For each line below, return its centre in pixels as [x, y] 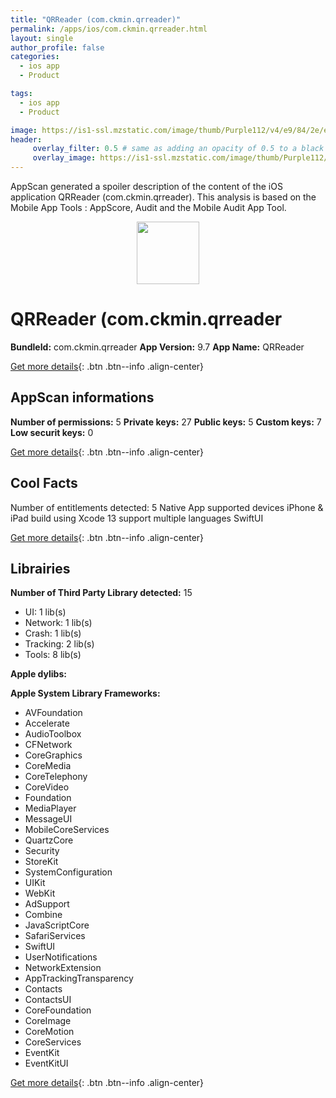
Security [42, 851]
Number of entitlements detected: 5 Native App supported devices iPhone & [167, 507]
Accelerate [47, 723]
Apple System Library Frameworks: [85, 693]
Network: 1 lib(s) [58, 623]
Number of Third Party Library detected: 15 [101, 593]
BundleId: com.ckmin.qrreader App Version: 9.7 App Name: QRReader [157, 347]
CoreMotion [49, 1032]
